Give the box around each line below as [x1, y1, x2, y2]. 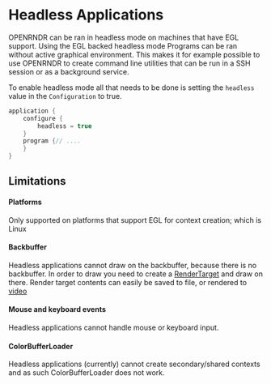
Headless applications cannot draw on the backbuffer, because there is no [8, 260, 257, 270]
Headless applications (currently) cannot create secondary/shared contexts [8, 359, 260, 369]
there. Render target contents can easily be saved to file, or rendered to [8, 277, 248, 287]
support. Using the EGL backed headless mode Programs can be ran [8, 41, 238, 50]
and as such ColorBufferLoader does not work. [8, 368, 165, 378]
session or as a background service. [8, 66, 129, 76]
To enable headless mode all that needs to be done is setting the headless [8, 83, 255, 92]
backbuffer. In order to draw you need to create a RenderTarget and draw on [8, 269, 263, 279]
